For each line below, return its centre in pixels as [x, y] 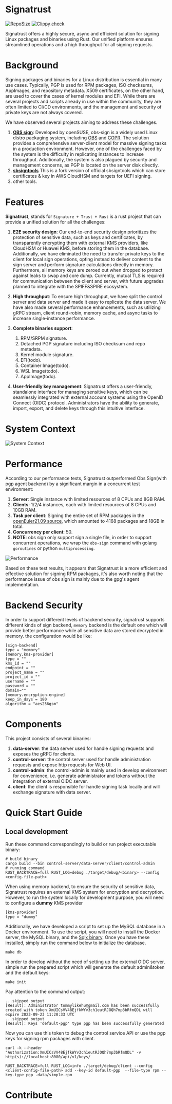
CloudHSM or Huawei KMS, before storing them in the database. [81, 248]
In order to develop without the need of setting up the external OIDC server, [85, 962]
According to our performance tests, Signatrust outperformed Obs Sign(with [86, 478]
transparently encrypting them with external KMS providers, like [80, 243]
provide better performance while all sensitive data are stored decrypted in [84, 630]
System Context [41, 429]
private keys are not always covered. [44, 112]
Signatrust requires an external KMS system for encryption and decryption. [85, 892]
